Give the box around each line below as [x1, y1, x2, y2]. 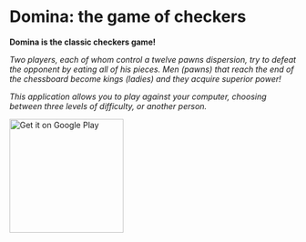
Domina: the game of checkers [9, 6, 247, 27]
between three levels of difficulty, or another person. [9, 100, 208, 111]
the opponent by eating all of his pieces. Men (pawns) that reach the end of [9, 64, 294, 75]
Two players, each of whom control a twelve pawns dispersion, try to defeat [9, 54, 297, 65]
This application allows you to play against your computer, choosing [9, 91, 267, 102]
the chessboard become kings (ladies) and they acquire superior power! [9, 73, 282, 84]
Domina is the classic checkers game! [9, 36, 157, 47]
